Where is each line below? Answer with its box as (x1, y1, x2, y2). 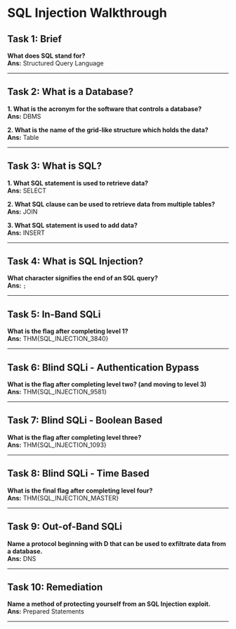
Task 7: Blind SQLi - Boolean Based (7, 415, 163, 427)
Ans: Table (7, 133, 39, 141)
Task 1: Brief (7, 33, 62, 45)
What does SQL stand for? (7, 51, 86, 60)
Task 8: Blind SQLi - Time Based (7, 467, 150, 479)
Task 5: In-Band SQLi (7, 308, 101, 320)
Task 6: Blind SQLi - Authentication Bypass (7, 361, 199, 373)
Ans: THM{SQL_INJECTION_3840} (7, 335, 109, 343)
